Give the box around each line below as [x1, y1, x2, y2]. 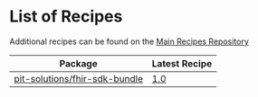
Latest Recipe [151, 57, 213, 69]
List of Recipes [9, 6, 123, 27]
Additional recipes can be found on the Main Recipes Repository [9, 36, 249, 47]
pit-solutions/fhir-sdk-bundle [14, 72, 143, 84]
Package [59, 57, 98, 69]
